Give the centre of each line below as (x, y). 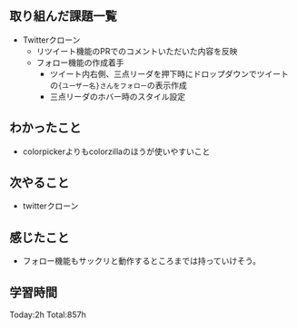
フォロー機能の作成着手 (80, 63)
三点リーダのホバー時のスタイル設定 (118, 96)
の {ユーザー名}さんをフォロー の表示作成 (119, 85)
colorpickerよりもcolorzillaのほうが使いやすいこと (116, 151)
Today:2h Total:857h (48, 314)
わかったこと (45, 128)
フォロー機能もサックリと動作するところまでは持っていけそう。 (142, 261)
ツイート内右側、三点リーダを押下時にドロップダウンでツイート (169, 73)
